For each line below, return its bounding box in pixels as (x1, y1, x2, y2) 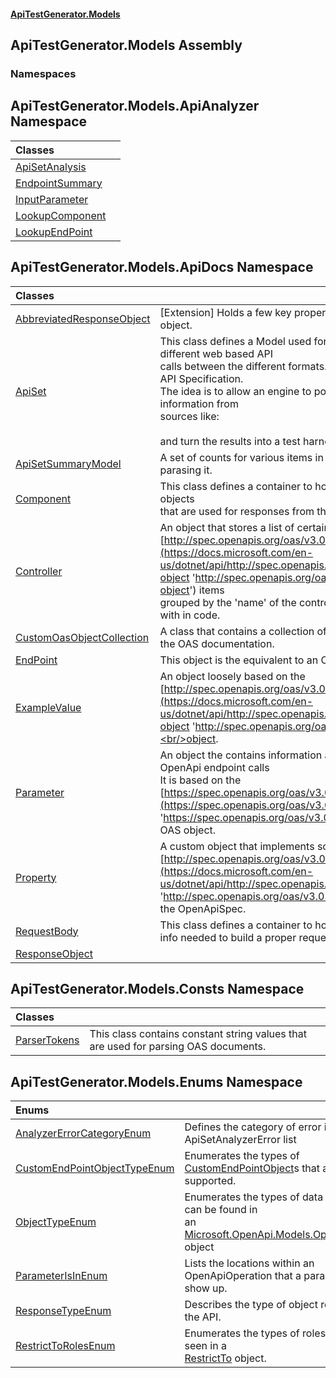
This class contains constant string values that (89, 1027, 308, 1041)
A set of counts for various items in (159, 450, 324, 464)
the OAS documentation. (159, 636, 275, 650)
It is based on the (159, 773, 242, 787)
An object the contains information (159, 748, 323, 762)
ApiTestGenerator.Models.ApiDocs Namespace (10, 259, 314, 276)
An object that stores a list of (159, 520, 295, 534)
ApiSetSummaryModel (15, 456, 122, 470)
